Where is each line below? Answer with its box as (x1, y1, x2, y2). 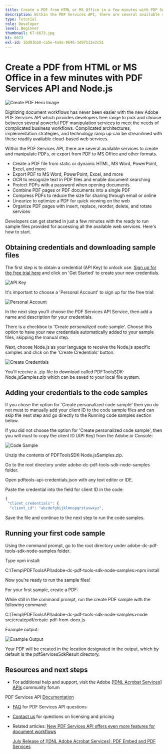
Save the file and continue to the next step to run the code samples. (5, 515, 145, 521)
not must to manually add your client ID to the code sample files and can (5, 407, 154, 413)
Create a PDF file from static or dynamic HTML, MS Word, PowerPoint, (12, 160, 158, 166)
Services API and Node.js (5, 83, 113, 94)
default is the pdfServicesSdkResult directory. (5, 651, 100, 657)
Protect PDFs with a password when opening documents (12, 181, 130, 188)
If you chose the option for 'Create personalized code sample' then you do (5, 402, 159, 408)
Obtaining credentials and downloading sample (5, 243, 156, 252)
